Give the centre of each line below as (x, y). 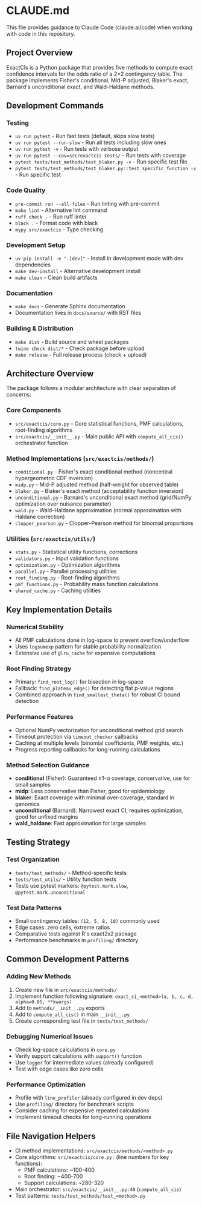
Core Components (34, 411)
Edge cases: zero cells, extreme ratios (62, 927)
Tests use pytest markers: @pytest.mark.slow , (71, 885)
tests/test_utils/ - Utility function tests (65, 879)
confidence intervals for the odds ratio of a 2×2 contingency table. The (94, 74)
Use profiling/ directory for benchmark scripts (74, 1104)
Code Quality (26, 190)
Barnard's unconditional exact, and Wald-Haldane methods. (80, 87)
